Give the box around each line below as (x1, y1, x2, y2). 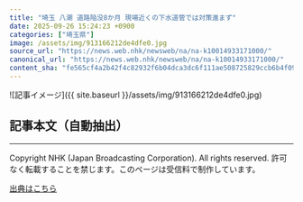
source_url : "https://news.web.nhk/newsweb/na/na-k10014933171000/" (9, 47, 272, 56)
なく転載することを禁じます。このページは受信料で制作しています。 (9, 163, 261, 174)
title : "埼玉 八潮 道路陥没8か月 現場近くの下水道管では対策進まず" (9, 13, 237, 23)
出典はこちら (9, 182, 57, 194)
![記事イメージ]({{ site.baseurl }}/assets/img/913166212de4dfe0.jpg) (9, 89, 262, 100)
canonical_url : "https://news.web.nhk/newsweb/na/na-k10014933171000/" (9, 55, 284, 64)
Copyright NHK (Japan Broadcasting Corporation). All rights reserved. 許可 (9, 152, 288, 163)
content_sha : (9, 64, 59, 73)
